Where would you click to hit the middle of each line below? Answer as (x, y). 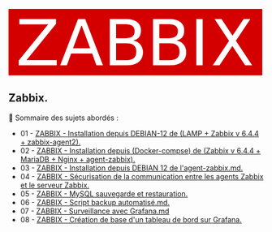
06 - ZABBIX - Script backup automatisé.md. (95, 202)
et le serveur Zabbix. (55, 185)
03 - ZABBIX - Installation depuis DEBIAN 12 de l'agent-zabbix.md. (132, 168)
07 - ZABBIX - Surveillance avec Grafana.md (95, 211)
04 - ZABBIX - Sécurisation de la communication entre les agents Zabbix (142, 176)
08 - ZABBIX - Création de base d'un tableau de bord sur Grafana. (131, 219)
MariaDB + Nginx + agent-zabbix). (78, 159)
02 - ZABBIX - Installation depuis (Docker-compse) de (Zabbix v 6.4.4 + (140, 150)
